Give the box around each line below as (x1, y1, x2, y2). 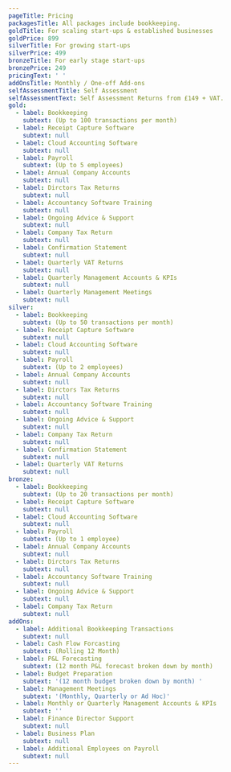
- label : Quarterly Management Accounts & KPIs (15, 273, 178, 281)
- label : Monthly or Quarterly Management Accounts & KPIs (15, 700, 217, 708)
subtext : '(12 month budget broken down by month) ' (22, 677, 203, 685)
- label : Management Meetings (15, 684, 116, 692)
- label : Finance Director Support (15, 715, 135, 723)
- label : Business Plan (15, 729, 95, 737)
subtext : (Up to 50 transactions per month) (22, 318, 174, 326)
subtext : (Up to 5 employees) (22, 162, 124, 170)
